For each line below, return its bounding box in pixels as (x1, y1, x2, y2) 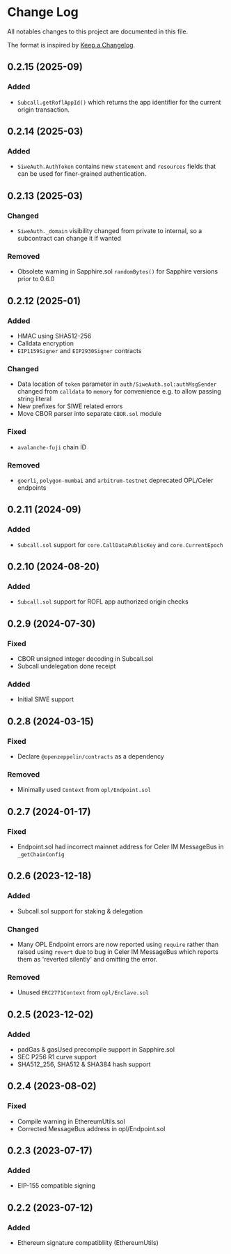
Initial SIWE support (17, 695, 74, 703)
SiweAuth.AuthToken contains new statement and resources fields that (17, 162, 216, 171)
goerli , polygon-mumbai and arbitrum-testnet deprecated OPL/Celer (17, 476, 214, 484)
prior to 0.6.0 (17, 275, 55, 283)
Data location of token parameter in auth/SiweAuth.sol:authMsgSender (17, 380, 217, 388)
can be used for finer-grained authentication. (17, 170, 147, 178)
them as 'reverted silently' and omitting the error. (17, 955, 158, 963)
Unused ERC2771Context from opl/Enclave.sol (17, 988, 150, 997)
